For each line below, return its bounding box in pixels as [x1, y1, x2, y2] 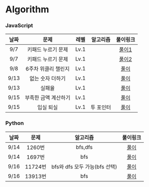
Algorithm [5, 4, 49, 15]
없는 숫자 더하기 [29, 75, 66, 82]
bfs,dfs [76, 143, 93, 151]
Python [5, 120, 24, 127]
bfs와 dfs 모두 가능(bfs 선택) [51, 163, 117, 170]
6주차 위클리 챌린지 [25, 65, 70, 72]
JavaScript [5, 22, 33, 29]
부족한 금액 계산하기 [25, 94, 70, 101]
